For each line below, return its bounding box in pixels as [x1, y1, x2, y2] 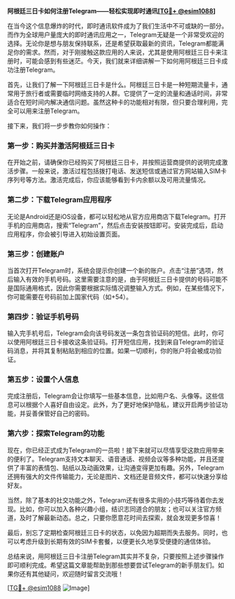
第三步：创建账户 [7, 249, 65, 259]
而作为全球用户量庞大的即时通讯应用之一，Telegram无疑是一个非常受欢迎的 [7, 31, 225, 39]
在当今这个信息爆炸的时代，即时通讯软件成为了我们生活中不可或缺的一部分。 [7, 22, 228, 30]
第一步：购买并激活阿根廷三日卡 [7, 140, 115, 150]
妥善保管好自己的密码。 [25, 410, 93, 418]
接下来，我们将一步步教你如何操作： [7, 122, 112, 130]
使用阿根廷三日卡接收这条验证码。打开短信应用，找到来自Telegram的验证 [13, 338, 225, 346]
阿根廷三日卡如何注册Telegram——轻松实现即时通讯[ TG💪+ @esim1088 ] [7, 7, 216, 15]
